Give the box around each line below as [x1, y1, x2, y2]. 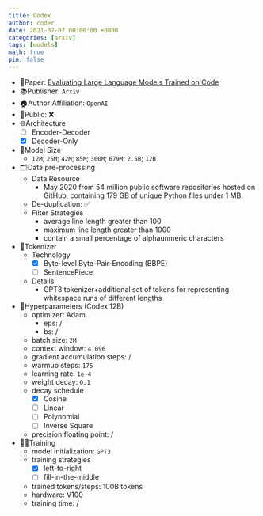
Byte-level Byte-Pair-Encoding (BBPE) [43, 259, 168, 267]
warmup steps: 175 [31, 361, 93, 370]
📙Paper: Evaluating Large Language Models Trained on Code [19, 77, 219, 87]
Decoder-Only [31, 136, 78, 146]
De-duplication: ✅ [31, 199, 90, 208]
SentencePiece [43, 267, 93, 277]
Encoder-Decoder [31, 127, 91, 137]
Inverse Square [43, 421, 93, 431]
